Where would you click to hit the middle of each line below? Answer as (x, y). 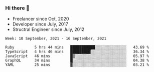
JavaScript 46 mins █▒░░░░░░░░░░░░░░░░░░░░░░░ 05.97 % (77, 56)
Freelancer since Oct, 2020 (41, 19)
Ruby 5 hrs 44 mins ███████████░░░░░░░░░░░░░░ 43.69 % (77, 47)
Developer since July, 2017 (40, 24)
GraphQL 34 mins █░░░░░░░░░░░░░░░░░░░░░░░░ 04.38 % (77, 60)
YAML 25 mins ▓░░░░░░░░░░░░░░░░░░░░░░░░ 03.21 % (77, 65)
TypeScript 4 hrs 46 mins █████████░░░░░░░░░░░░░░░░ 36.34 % (77, 52)
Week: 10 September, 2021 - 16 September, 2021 (56, 39)
